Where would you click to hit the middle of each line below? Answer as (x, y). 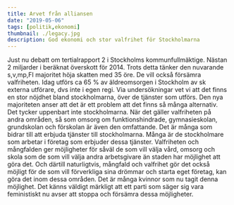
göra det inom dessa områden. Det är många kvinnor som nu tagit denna (113, 179)
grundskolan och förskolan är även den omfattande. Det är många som (110, 127)
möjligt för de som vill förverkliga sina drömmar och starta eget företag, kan (117, 172)
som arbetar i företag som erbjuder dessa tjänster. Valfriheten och (103, 142)
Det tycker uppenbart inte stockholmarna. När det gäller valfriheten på (109, 112)
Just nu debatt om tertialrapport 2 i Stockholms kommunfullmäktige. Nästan (117, 60)
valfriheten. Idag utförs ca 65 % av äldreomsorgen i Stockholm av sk (107, 82)
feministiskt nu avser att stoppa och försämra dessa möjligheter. (100, 194)
